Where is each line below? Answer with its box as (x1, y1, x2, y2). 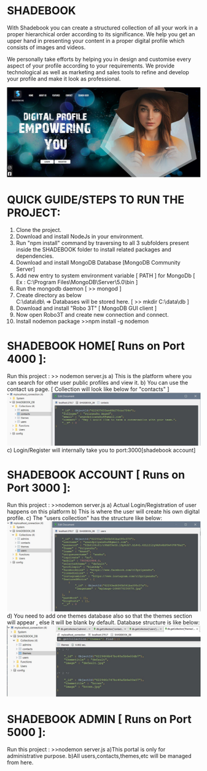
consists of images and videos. (7, 44, 86, 51)
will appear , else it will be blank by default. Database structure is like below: (7, 619, 200, 626)
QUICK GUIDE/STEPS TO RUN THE (7, 193, 185, 206)
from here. (7, 759, 34, 766)
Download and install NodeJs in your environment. (15, 233, 144, 240)
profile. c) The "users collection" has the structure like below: (7, 514, 162, 522)
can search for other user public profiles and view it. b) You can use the (7, 379, 189, 386)
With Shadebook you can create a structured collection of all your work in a (7, 24, 198, 31)
